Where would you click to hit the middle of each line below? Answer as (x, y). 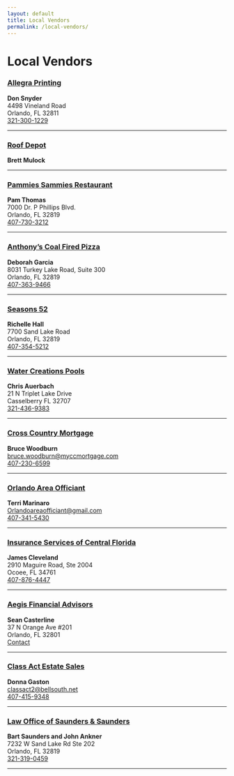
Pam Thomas (27, 200)
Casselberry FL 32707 (39, 401)
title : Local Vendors (39, 20)
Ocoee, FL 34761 (32, 572)
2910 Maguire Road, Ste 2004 (50, 565)
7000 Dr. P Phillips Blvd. (41, 207)
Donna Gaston (29, 682)
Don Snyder (25, 98)
